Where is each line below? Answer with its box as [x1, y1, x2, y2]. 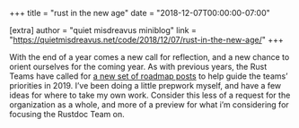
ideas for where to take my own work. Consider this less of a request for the [9, 90, 291, 100]
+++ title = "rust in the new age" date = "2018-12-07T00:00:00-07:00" [9, 8, 271, 18]
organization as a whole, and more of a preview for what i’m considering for [9, 99, 289, 110]
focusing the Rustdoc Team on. [9, 109, 126, 119]
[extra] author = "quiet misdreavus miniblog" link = [9, 25, 198, 35]
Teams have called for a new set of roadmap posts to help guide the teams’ [9, 71, 288, 81]
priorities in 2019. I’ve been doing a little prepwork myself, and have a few [9, 81, 282, 90]
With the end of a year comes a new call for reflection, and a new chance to [9, 52, 290, 62]
